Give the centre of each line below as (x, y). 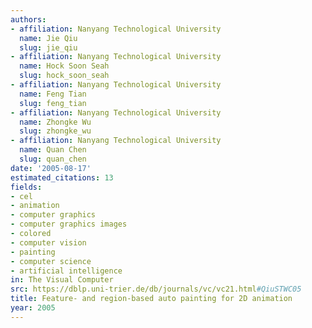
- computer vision (48, 242)
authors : (28, 19)
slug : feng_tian (53, 103)
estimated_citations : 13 (62, 177)
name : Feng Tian (53, 94)
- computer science (51, 261)
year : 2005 (33, 308)
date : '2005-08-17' (51, 168)
